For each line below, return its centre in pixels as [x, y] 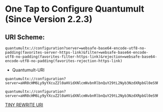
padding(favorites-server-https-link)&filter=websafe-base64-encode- [77, 52]
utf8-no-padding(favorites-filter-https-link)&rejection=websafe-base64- [81, 57]
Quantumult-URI [28, 70]
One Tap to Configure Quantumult [75, 9]
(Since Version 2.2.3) [49, 19]
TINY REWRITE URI [24, 105]
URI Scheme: [25, 37]
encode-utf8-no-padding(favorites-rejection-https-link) [64, 61]
